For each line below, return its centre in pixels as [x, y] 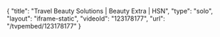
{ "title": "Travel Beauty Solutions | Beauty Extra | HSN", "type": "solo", [110, 11]
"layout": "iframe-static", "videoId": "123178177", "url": [86, 18]
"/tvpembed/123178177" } [44, 26]
